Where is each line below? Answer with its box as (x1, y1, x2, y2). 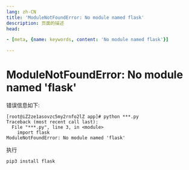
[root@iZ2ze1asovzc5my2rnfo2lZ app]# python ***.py (6, 114, 139, 120)
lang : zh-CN (6, 8, 36, 15)
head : (6, 25, 20, 32)
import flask (17, 129, 50, 136)
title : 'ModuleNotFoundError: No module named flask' (6, 15, 145, 21)
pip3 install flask (6, 159, 56, 165)
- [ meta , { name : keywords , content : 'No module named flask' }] (6, 37, 169, 43)
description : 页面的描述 (6, 20, 65, 26)
